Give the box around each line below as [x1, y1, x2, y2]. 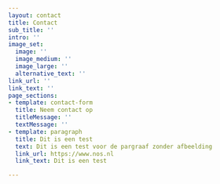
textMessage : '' [15, 121, 68, 128]
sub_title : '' [8, 26, 55, 34]
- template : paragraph [8, 128, 82, 135]
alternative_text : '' [15, 70, 86, 78]
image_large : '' [15, 63, 68, 70]
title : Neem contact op [15, 106, 93, 114]
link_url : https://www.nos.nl [15, 150, 114, 157]
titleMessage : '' [15, 114, 72, 121]
